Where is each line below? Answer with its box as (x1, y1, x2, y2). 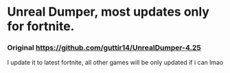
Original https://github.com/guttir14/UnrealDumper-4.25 (7, 43, 201, 53)
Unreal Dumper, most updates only (7, 4, 209, 20)
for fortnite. (7, 18, 75, 34)
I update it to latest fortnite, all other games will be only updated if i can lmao (7, 59, 224, 67)
